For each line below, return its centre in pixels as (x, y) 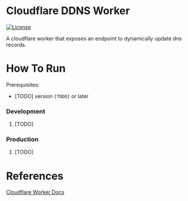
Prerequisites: (23, 85)
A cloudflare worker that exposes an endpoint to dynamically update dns (94, 38)
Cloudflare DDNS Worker (68, 11)
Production (22, 139)
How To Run (36, 68)
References (35, 176)
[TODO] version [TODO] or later (52, 96)
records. (16, 45)
